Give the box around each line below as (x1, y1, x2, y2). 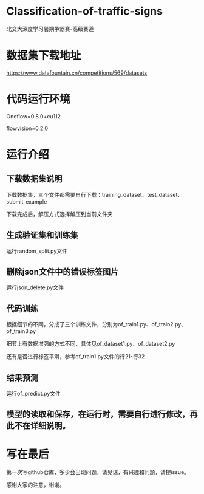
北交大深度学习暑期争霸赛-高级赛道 (6, 25, 94, 32)
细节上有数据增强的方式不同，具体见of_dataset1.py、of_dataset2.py (6, 340, 175, 348)
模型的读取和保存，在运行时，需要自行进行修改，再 (6, 409, 198, 420)
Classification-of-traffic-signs (6, 4, 163, 18)
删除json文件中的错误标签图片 (6, 267, 119, 277)
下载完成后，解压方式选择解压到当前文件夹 (6, 210, 113, 218)
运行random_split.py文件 (6, 247, 68, 255)
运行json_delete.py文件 (6, 284, 64, 291)
